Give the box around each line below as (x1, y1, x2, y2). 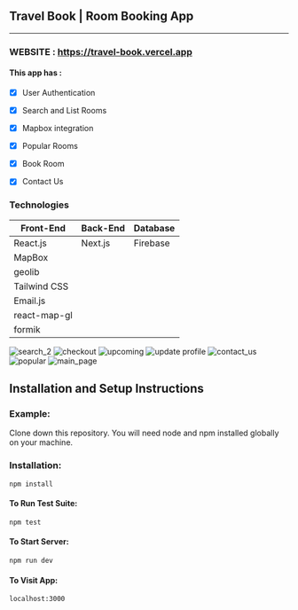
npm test (9, 518, 42, 527)
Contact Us (21, 176, 64, 187)
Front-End (20, 222, 67, 234)
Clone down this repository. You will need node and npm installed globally (9, 427, 279, 439)
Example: (9, 407, 51, 419)
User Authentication (21, 87, 96, 98)
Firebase (133, 237, 170, 249)
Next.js (81, 237, 111, 249)
